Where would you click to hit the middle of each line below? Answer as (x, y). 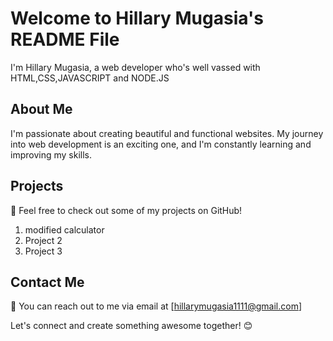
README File (65, 39)
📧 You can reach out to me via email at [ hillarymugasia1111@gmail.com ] (156, 306)
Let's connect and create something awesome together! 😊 (131, 326)
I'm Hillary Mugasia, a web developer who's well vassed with (135, 67)
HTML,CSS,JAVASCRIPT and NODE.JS (90, 78)
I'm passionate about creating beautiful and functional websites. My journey (167, 133)
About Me (41, 109)
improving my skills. (51, 154)
